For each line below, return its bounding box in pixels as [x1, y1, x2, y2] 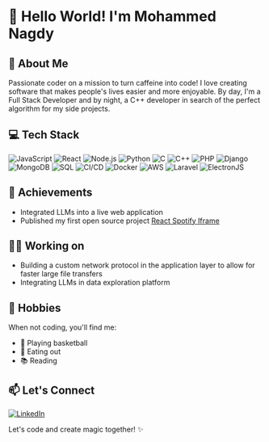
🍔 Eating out [19, 347, 61, 356]
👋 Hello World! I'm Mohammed [8, 7, 216, 26]
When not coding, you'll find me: [8, 322, 117, 332]
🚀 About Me [8, 57, 69, 70]
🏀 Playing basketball [19, 339, 88, 348]
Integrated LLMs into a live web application [19, 207, 164, 217]
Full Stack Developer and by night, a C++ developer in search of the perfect [8, 95, 261, 104]
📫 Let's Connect [8, 383, 95, 397]
